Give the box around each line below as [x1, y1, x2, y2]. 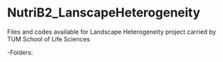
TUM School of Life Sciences [7, 34, 90, 43]
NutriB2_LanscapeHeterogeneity [7, 5, 201, 21]
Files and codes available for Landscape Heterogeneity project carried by [7, 28, 216, 36]
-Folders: [7, 48, 33, 56]
